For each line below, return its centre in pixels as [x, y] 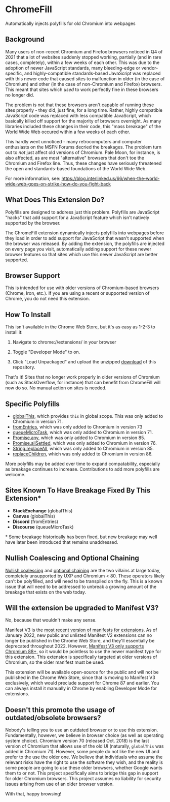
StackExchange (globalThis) [42, 511]
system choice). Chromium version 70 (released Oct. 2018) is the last [77, 741]
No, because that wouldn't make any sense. [51, 620]
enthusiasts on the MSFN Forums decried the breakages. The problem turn [83, 147]
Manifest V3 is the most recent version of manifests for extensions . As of [81, 630]
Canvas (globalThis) [34, 516]
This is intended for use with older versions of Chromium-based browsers [82, 288]
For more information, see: [33, 178]
